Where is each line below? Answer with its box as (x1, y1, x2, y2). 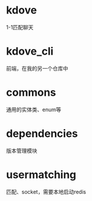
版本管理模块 (6, 147, 37, 154)
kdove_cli (6, 45, 54, 58)
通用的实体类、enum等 (6, 106, 61, 113)
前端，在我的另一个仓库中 (6, 65, 68, 72)
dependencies (6, 127, 78, 140)
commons (6, 86, 57, 99)
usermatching (6, 168, 77, 181)
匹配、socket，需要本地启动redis (6, 188, 87, 195)
